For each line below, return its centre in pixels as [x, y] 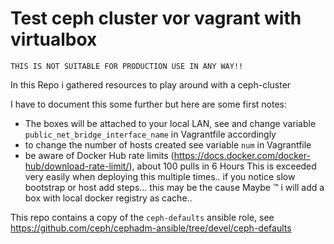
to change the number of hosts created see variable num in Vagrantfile [168, 144]
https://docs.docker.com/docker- [242, 155]
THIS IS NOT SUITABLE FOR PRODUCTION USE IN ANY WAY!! [127, 66]
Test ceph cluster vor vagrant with [156, 18]
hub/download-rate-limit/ [77, 166]
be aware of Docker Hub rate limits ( [99, 155]
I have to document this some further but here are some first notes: [148, 104]
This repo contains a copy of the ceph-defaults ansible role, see [142, 217]
